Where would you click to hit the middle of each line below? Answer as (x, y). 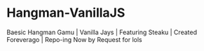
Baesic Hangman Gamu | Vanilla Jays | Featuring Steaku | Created (102, 32)
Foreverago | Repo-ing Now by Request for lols (75, 39)
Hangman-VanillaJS (66, 13)
